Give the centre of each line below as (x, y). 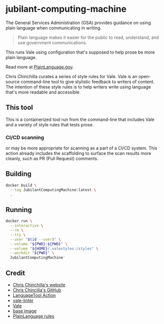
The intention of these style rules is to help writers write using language (78, 87)
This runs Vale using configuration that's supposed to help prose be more (80, 52)
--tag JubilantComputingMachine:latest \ (53, 190)
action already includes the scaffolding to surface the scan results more (79, 153)
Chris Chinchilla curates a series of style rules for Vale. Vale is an (71, 76)
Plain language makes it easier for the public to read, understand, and (88, 37)
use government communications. (52, 42)
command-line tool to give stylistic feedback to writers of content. (88, 82)
